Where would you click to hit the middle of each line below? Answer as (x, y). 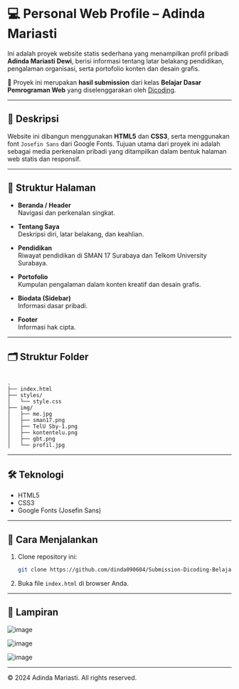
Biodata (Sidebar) (44, 298)
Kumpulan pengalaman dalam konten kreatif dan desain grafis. (109, 284)
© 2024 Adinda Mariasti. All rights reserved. (72, 678)
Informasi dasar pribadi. (53, 305)
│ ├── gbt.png (31, 439)
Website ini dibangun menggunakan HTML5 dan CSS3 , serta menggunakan (118, 136)
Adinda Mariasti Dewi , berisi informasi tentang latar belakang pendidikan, (116, 61)
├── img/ (20, 408)
